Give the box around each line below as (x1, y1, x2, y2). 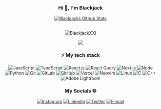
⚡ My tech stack (61, 52, 100, 59)
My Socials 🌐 (64, 87, 97, 94)
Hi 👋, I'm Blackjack (58, 4, 103, 11)
